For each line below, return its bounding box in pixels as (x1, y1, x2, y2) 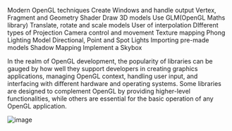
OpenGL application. (7, 102, 67, 110)
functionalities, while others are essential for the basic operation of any (7, 94, 214, 103)
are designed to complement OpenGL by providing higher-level (7, 87, 190, 95)
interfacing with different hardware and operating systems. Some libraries (7, 80, 222, 87)
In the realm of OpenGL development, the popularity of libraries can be (7, 57, 213, 65)
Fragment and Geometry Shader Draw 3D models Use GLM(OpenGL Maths (7, 13, 226, 22)
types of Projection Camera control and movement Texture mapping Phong (7, 28, 226, 37)
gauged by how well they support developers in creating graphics (7, 65, 198, 73)
